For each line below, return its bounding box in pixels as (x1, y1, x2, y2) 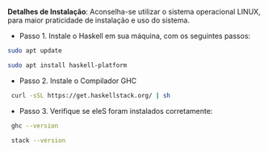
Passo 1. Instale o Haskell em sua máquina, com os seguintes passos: (19, 31, 251, 40)
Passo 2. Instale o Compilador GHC (19, 76, 137, 86)
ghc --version (10, 121, 59, 130)
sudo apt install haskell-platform (7, 61, 128, 69)
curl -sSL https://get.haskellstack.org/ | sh (10, 91, 171, 99)
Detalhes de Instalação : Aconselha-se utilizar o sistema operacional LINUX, (7, 7, 262, 16)
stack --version (10, 136, 66, 145)
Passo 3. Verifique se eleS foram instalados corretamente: (19, 106, 213, 115)
